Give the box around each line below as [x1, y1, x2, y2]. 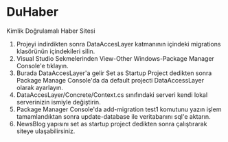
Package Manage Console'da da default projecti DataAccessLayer [16, 76, 204, 84]
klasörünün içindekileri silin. [16, 47, 95, 55]
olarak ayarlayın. [16, 83, 63, 91]
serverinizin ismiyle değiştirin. [16, 98, 101, 106]
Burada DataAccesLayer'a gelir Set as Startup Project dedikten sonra [16, 69, 212, 77]
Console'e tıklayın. [16, 61, 69, 70]
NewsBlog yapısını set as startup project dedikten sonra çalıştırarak [16, 119, 207, 128]
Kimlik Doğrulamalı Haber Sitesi [6, 27, 95, 35]
